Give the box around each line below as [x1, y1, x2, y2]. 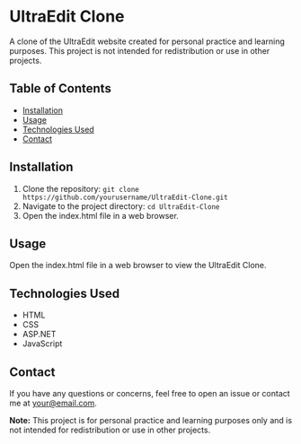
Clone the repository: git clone [22, 183, 139, 194]
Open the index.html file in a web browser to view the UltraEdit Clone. [9, 260, 267, 271]
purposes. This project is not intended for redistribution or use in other [9, 45, 270, 56]
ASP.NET [22, 329, 57, 340]
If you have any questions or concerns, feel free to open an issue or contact [9, 388, 290, 398]
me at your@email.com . [9, 397, 97, 408]
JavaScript [22, 338, 63, 349]
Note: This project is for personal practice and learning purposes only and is [9, 415, 293, 425]
